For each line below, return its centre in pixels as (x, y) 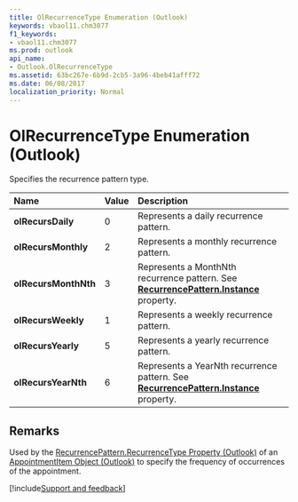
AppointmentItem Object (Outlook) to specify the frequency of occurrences (147, 462)
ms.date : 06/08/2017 (47, 84)
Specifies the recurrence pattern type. (79, 179)
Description (163, 201)
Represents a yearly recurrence (203, 340)
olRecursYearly (47, 346)
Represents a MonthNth (187, 267)
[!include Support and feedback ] (67, 489)
